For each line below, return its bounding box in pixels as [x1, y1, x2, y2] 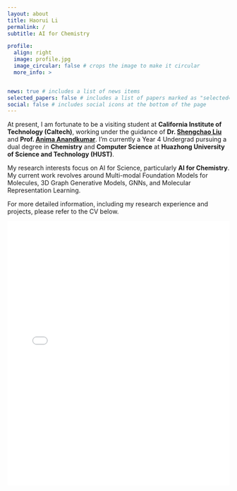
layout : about [7, 10, 49, 18]
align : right [13, 49, 52, 56]
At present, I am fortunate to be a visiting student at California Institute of [7, 120, 222, 129]
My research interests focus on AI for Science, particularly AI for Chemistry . [7, 163, 230, 173]
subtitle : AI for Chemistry [7, 30, 90, 37]
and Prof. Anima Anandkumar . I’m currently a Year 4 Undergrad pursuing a [7, 135, 227, 144]
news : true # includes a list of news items [7, 87, 140, 95]
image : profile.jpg [13, 56, 71, 63]
